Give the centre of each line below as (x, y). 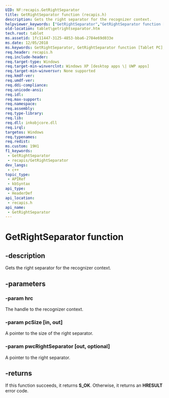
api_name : (16, 207)
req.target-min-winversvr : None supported (50, 71)
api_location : (20, 198)
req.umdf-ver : (20, 80)
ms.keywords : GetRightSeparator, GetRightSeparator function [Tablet (80, 48)
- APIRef (17, 179)
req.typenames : (21, 137)
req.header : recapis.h (29, 52)
